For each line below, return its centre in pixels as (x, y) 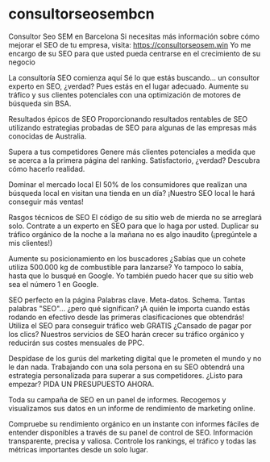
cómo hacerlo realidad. (47, 169)
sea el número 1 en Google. (54, 284)
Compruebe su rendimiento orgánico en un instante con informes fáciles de (134, 423)
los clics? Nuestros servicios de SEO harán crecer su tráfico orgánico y (127, 334)
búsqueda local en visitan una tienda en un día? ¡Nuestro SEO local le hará (132, 193)
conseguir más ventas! (46, 202)
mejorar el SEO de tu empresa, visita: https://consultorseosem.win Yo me (130, 44)
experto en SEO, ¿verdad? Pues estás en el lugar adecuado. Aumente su (129, 86)
